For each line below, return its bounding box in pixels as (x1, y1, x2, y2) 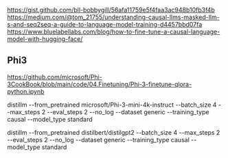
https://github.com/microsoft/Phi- (7, 73, 103, 81)
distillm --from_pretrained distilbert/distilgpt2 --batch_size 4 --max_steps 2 (7, 128, 220, 136)
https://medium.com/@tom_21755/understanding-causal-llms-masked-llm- (7, 13, 220, 21)
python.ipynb (7, 87, 45, 95)
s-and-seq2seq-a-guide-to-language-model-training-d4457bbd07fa (7, 21, 203, 28)
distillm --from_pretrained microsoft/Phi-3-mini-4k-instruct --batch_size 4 (7, 101, 217, 109)
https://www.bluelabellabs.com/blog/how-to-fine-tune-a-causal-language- (7, 27, 220, 36)
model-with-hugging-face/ (7, 35, 83, 43)
